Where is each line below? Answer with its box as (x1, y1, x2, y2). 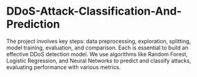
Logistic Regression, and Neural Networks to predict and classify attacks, (6, 57, 191, 64)
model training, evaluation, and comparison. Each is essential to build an (6, 44, 188, 51)
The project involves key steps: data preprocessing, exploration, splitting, (6, 37, 191, 45)
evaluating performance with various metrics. (6, 63, 121, 71)
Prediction (6, 17, 60, 31)
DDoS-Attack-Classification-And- (6, 4, 182, 18)
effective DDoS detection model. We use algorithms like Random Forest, (6, 50, 188, 57)
